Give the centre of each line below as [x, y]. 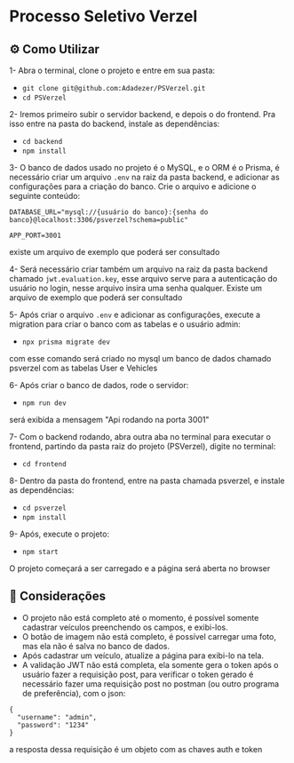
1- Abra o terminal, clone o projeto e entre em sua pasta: [112, 70]
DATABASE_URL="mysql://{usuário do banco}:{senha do [109, 212]
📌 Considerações [58, 596]
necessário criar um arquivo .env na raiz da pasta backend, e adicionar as [144, 177]
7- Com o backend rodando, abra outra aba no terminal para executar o [140, 437]
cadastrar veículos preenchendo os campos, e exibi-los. [125, 627]
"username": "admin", [57, 717]
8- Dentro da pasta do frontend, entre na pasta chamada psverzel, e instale [147, 481]
